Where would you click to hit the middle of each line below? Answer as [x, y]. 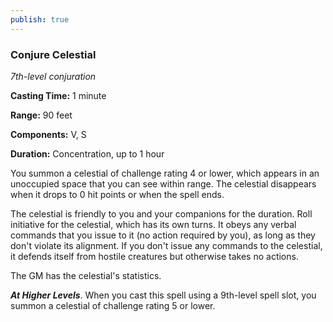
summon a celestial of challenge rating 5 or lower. [113, 305]
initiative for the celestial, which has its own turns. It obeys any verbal [153, 224]
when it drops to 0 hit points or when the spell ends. [117, 194]
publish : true [40, 19]
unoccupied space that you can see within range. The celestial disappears [163, 183]
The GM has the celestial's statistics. [86, 275]
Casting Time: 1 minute [58, 95]
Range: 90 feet [41, 115]
